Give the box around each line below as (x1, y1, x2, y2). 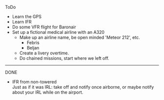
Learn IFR (12, 19, 32, 25)
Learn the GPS (12, 14, 41, 19)
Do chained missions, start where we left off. (19, 55, 109, 61)
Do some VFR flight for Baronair (12, 24, 77, 30)
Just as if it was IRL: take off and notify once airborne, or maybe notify (12, 84, 154, 90)
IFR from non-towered (12, 79, 57, 85)
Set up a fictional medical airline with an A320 (12, 29, 105, 35)
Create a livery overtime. (19, 50, 69, 56)
